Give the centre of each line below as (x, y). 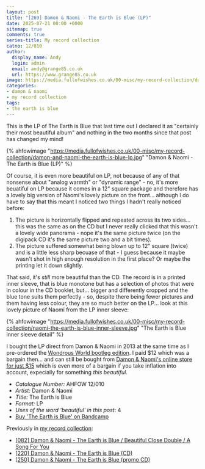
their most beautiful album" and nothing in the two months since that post (99, 133)
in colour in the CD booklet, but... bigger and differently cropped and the (97, 290)
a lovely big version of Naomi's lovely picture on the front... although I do (98, 195)
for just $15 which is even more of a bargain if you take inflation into (92, 365)
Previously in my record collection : (50, 428)
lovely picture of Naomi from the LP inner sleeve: (68, 310)
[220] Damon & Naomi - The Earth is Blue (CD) (74, 453)
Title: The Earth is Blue (43, 397)
